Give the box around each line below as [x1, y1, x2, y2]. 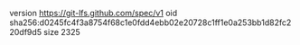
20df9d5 [9, 27, 42, 37]
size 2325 [43, 27, 81, 37]
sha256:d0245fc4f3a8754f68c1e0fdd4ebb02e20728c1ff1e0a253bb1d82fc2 [9, 17, 292, 28]
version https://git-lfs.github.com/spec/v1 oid [9, 8, 178, 18]
